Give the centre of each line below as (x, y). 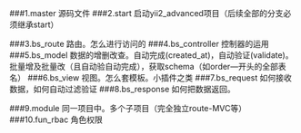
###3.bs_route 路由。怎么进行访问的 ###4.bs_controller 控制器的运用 (140, 44)
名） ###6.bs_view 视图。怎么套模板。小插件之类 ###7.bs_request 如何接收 (151, 78)
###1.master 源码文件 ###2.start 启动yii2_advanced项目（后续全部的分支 (146, 13)
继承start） (38, 24)
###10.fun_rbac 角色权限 (56, 119)
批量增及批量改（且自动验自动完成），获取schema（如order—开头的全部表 (148, 66)
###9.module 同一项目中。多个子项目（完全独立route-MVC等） (128, 108)
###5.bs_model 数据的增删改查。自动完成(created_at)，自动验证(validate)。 (151, 55)
